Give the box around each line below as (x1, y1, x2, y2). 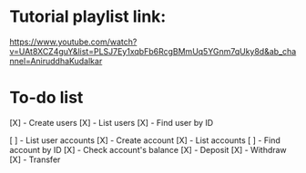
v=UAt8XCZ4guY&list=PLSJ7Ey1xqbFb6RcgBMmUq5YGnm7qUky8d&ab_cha (9, 45, 297, 56)
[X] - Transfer (9, 154, 61, 165)
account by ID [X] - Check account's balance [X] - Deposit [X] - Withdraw (9, 144, 287, 155)
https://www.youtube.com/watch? (9, 36, 138, 47)
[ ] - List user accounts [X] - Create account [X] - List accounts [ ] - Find (9, 134, 280, 146)
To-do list (9, 88, 84, 108)
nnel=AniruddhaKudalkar (9, 55, 103, 66)
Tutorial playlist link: (9, 6, 167, 27)
